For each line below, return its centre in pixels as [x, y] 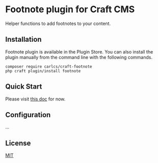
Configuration [28, 115]
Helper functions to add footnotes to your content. [58, 23]
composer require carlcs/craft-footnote [49, 66]
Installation [23, 39]
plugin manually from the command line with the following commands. [79, 57]
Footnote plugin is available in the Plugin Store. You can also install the [79, 51]
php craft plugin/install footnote [43, 71]
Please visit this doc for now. [35, 99]
